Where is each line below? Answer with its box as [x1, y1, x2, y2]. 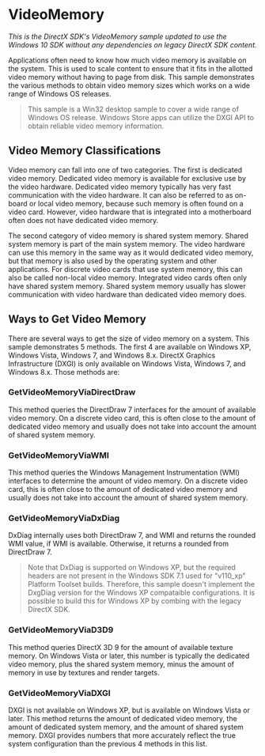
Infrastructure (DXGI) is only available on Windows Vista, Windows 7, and [8, 358, 246, 369]
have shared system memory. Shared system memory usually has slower [8, 281, 247, 290]
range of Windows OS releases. [8, 89, 112, 98]
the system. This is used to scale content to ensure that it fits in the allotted [8, 63, 253, 73]
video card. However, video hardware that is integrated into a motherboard [8, 207, 252, 217]
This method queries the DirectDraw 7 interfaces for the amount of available [8, 405, 256, 414]
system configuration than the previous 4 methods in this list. [8, 739, 208, 749]
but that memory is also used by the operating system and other [8, 255, 218, 266]
